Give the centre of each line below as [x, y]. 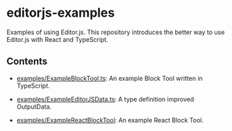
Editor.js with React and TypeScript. [57, 39]
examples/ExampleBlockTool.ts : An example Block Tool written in [109, 78]
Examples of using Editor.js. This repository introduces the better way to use [116, 32]
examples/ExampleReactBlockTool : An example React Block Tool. [110, 120]
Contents [27, 62]
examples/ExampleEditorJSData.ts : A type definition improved [105, 99]
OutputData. [34, 107]
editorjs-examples [61, 13]
